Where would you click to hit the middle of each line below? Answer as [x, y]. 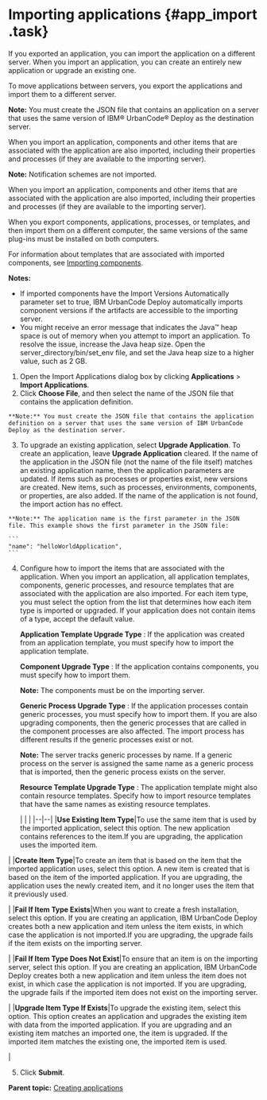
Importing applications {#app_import [133, 15]
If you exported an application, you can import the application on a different [132, 53]
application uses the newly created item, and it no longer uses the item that [131, 885]
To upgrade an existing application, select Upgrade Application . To [130, 445]
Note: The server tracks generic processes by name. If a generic [126, 755]
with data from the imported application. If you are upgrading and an [120, 1024]
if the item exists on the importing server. [75, 943]
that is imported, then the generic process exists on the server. [122, 772]
